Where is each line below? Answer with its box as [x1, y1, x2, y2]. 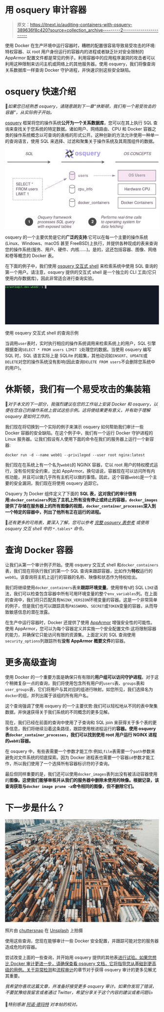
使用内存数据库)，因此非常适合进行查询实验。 [5, 275, 97, 281]
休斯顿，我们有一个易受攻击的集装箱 [5, 384, 151, 395]
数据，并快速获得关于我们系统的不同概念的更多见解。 [5, 709, 112, 715]
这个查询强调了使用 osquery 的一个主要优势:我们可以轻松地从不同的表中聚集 [5, 703, 158, 709]
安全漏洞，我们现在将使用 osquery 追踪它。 [13, 480, 102, 486]
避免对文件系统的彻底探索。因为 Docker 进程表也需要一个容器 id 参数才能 [5, 754, 150, 760]
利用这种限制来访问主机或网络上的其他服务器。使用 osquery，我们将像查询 [5, 61, 156, 67]
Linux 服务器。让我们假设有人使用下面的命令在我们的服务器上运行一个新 [5, 436, 150, 442]
